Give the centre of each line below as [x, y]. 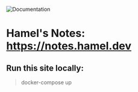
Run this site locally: [45, 68]
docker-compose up [46, 82]
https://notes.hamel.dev [69, 46]
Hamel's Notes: [46, 33]
